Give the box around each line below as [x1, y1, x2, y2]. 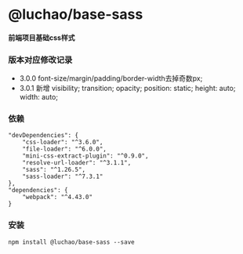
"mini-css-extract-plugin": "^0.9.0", [22, 152, 149, 160]
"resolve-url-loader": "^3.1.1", [22, 159, 132, 167]
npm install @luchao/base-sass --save [8, 238, 135, 246]
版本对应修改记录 [8, 54, 73, 65]
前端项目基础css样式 [8, 33, 75, 42]
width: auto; [19, 93, 59, 102]
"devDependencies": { [8, 132, 79, 140]
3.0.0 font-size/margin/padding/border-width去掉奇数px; [19, 74, 203, 83]
